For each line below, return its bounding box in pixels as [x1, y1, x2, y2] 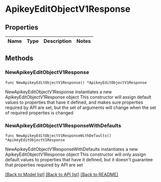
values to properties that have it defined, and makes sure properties [5, 99, 143, 105]
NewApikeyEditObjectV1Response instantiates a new [5, 89, 112, 95]
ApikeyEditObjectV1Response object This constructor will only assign [5, 151, 146, 157]
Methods [5, 54, 34, 63]
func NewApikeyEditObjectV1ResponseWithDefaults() [5, 133, 112, 138]
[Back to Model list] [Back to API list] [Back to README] [5, 171, 119, 177]
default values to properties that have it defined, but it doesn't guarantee [5, 156, 153, 162]
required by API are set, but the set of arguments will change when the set [5, 105, 157, 110]
